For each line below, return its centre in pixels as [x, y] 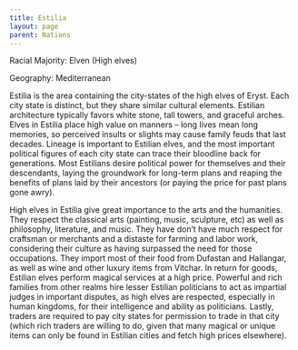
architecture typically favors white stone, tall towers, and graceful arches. [147, 115]
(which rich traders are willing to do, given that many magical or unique [143, 326]
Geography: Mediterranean [60, 78]
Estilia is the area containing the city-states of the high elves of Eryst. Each [149, 95]
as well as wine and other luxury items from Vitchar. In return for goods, [144, 268]
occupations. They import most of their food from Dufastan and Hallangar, [148, 258]
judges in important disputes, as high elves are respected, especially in [142, 297]
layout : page [34, 26]
